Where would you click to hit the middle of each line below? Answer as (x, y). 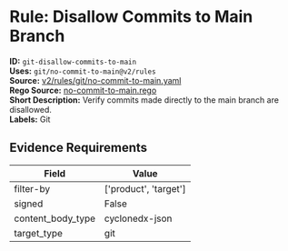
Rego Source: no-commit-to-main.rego (83, 90)
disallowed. (31, 109)
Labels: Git (30, 119)
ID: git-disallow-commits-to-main (73, 61)
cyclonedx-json (138, 218)
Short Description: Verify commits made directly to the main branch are (144, 100)
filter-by (32, 188)
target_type (39, 233)
